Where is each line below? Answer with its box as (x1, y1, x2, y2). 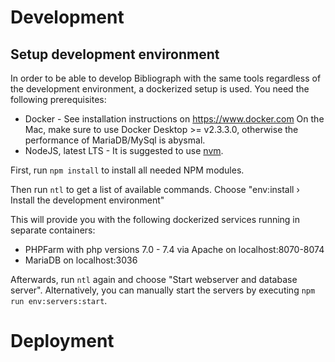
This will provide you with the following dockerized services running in (10, 214, 301, 225)
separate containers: (10, 224, 96, 236)
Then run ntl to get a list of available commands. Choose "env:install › (10, 184, 300, 195)
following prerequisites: (10, 94, 107, 105)
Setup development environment (10, 46, 220, 63)
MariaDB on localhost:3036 (24, 254, 138, 266)
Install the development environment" (10, 194, 165, 206)
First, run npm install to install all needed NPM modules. (10, 164, 245, 176)
